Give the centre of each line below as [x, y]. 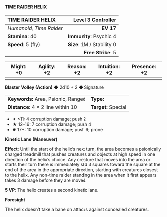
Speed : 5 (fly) [24, 45]
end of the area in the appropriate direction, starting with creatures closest [82, 170]
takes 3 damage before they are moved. [46, 180]
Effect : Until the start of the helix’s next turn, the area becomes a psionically [83, 149]
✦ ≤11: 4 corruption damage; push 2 [49, 119]
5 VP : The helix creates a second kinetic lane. [52, 190]
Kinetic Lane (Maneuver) [31, 139]
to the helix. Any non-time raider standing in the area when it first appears [81, 175]
